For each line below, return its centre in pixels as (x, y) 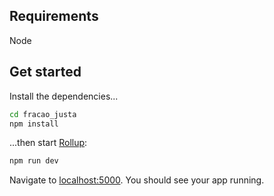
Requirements (54, 16)
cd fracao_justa (43, 114)
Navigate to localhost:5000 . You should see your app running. (137, 180)
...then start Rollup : (48, 143)
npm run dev (34, 161)
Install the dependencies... (64, 96)
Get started (45, 72)
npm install (34, 124)
